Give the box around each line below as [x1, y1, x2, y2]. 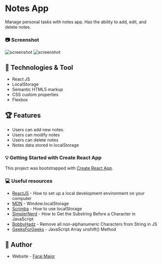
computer [12, 196, 32, 202]
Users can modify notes [12, 132, 60, 138]
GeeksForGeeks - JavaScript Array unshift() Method [12, 226, 116, 233]
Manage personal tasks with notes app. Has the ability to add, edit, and [5, 19, 147, 25]
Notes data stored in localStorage [12, 142, 79, 148]
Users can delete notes [12, 137, 59, 143]
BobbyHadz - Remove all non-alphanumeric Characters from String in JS [12, 221, 157, 227]
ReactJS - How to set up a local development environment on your [12, 190, 145, 196]
